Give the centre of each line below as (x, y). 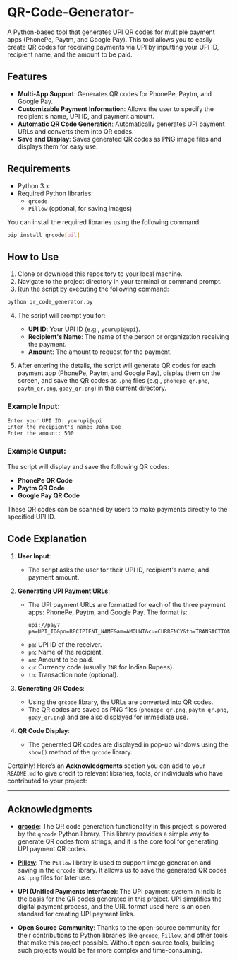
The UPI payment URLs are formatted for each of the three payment (127, 604)
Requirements (39, 169)
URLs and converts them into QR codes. (75, 131)
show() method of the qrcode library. (80, 752)
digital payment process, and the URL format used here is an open (114, 907)
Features (27, 77)
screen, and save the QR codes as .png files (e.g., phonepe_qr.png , (114, 381)
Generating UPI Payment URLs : (64, 591)
